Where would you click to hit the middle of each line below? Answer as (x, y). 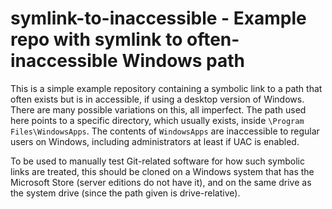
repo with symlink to (96, 39)
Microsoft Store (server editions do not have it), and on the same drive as (161, 182)
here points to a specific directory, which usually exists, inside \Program (157, 120)
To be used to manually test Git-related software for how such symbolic (157, 161)
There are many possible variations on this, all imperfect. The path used (158, 109)
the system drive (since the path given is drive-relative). (125, 193)
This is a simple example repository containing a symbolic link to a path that (166, 88)
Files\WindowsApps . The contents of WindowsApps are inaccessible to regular (165, 131)
